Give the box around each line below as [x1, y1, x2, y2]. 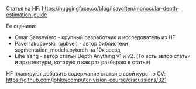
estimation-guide [6, 11, 47, 18]
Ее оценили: [6, 23, 37, 29]
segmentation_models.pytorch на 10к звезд [14, 46, 121, 53]
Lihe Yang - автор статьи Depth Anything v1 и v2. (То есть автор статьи [14, 53, 191, 59]
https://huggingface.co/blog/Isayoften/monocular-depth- [42, 5, 180, 12]
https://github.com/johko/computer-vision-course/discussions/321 [6, 76, 167, 83]
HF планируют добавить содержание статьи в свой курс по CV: [6, 70, 166, 77]
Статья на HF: [6, 5, 41, 12]
